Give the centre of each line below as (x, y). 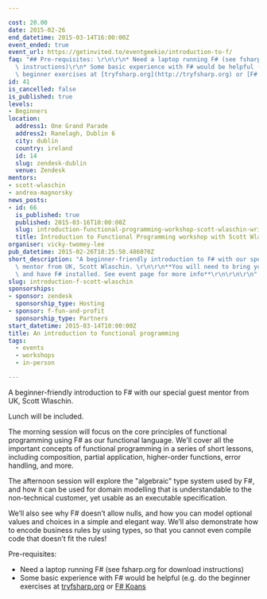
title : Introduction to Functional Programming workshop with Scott (131, 237)
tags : (17, 340)
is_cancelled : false (43, 89)
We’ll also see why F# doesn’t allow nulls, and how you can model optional (130, 513)
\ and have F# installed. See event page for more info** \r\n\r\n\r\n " (137, 274)
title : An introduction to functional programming (94, 333)
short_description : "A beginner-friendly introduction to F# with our (128, 259)
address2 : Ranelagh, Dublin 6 (65, 134)
